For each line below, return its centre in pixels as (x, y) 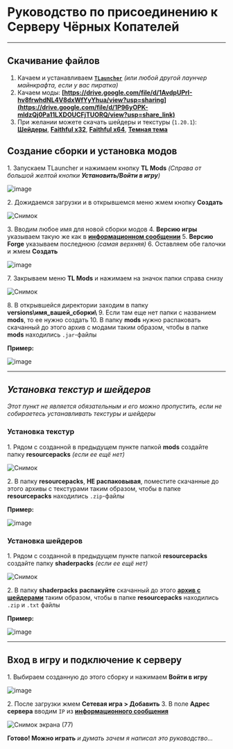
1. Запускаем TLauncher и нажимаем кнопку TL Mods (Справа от (104, 168)
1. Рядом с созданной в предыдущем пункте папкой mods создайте (108, 447)
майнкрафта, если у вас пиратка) (68, 85)
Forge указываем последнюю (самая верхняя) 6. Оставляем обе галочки (116, 244)
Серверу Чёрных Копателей (93, 27)
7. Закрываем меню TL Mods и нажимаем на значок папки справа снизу (115, 278)
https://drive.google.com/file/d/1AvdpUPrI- (128, 92)
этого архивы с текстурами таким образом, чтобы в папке (94, 488)
